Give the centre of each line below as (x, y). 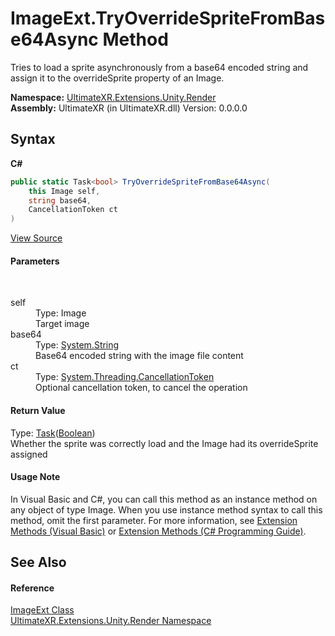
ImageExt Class (42, 610)
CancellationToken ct (73, 210)
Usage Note (35, 477)
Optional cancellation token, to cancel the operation (141, 388)
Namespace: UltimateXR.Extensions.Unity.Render (113, 97)
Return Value (38, 410)
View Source (36, 238)
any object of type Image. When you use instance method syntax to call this (166, 509)
